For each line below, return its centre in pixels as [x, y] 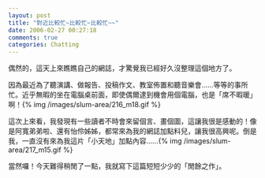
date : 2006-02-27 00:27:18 [52, 30]
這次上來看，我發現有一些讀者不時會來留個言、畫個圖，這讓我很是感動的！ [129, 121]
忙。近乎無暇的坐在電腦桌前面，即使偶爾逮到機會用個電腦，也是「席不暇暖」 [132, 95]
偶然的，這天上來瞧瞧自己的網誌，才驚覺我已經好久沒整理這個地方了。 [122, 69]
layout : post [30, 15]
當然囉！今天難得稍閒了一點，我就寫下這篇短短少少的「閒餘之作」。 [117, 166]
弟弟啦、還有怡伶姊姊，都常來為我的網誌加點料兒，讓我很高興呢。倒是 [143, 132]
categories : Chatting [44, 45]
